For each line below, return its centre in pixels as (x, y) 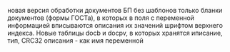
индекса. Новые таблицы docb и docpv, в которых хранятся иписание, (115, 33)
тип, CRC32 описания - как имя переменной (76, 41)
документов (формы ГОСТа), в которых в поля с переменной (101, 18)
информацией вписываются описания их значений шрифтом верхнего (115, 25)
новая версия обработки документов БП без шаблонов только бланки (115, 10)
